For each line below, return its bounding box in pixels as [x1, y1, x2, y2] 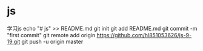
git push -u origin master [21, 38, 84, 45]
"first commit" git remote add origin [7, 31, 96, 38]
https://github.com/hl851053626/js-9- [96, 31, 192, 38]
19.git [7, 38, 21, 45]
